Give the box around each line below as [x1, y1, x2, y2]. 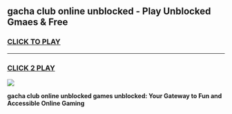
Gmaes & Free [7, 17, 68, 28]
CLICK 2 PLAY [7, 63, 55, 73]
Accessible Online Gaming [7, 99, 85, 107]
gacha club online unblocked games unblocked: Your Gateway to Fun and [7, 91, 222, 99]
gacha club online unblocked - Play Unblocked [7, 6, 211, 17]
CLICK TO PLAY [7, 37, 61, 47]
